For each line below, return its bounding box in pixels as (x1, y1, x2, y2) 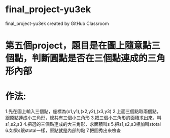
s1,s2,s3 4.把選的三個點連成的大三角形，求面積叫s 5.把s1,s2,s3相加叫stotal (5, 121, 161, 127)
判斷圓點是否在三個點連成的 (32, 52, 148, 64)
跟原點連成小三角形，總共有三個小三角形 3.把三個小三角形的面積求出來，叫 (5, 115, 162, 121)
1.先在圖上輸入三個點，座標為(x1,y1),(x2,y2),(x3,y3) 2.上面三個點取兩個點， (5, 108, 161, 115)
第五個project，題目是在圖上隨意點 (5, 40, 152, 51)
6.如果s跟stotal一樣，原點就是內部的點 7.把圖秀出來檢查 (5, 127, 121, 133)
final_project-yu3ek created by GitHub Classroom (5, 20, 109, 26)
